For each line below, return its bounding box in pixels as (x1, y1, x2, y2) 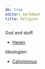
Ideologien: (5, 49, 28, 55)
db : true (5, 7, 23, 12)
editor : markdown (5, 12, 41, 17)
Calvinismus (12, 59, 37, 65)
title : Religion (5, 16, 38, 21)
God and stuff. (5, 30, 34, 36)
